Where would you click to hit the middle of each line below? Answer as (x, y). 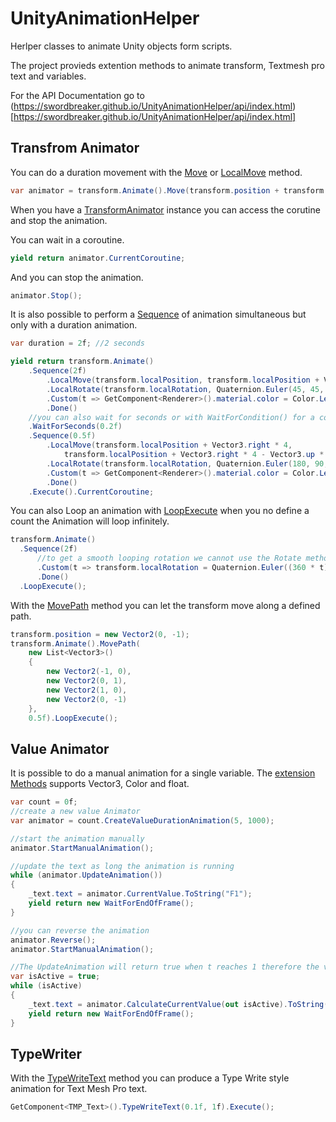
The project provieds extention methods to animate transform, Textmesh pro (167, 65)
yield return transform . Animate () (82, 362)
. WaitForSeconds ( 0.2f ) (75, 427)
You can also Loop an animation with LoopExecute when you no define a (160, 511)
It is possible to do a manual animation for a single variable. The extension (163, 773)
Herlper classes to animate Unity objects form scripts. (121, 46)
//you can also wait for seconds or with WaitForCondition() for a (171, 417)
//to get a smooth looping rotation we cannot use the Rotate (169, 558)
